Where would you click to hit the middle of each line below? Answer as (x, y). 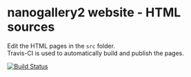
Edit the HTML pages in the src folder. (61, 46)
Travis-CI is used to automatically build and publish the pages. (96, 53)
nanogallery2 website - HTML (94, 13)
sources (31, 27)
